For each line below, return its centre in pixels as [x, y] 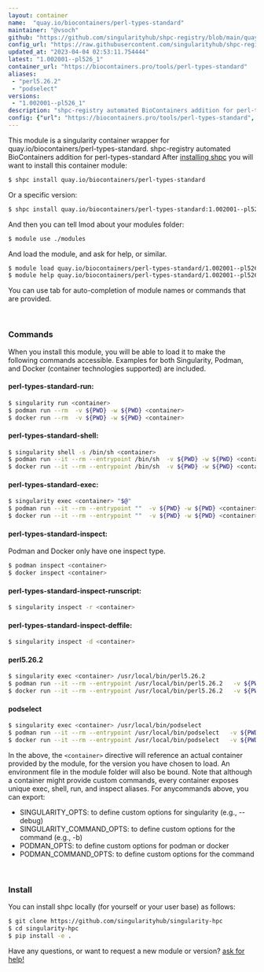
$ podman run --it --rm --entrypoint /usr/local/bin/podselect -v [123, 733]
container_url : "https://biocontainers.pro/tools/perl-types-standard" [128, 67]
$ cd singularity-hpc [44, 928]
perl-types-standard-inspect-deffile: [70, 625]
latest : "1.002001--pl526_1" [56, 60]
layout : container [38, 15]
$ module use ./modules [47, 238]
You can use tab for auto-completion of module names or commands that [127, 290]
